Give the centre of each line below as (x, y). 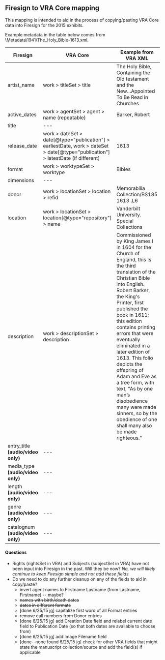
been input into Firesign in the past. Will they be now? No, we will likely (84, 569)
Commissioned (134, 235)
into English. (130, 284)
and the (125, 85)
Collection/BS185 (137, 194)
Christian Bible (133, 278)
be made (126, 431)
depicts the (129, 364)
